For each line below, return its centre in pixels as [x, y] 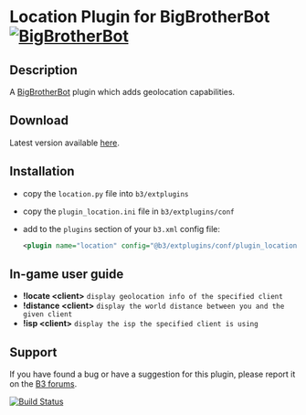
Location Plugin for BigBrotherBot [140, 17]
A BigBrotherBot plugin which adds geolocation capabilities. [122, 92]
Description [43, 70]
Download [39, 121]
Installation [42, 171]
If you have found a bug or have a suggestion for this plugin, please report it [153, 374]
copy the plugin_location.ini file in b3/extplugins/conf [128, 211]
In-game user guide [67, 274]
